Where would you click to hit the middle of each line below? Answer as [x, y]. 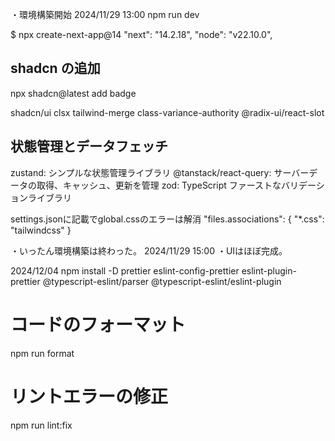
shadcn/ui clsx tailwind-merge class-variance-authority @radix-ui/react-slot [167, 112]
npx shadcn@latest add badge [73, 93]
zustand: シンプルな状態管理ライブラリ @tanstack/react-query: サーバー [160, 172]
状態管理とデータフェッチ [89, 146]
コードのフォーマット [98, 324]
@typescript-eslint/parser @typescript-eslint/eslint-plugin [162, 281]
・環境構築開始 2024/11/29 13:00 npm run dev [105, 14]
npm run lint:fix [41, 425]
